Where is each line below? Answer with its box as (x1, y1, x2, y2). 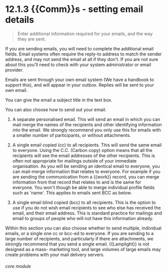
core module (5, 263, 31, 269)
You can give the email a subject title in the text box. (5, 96, 112, 103)
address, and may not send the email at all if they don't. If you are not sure (5, 56, 158, 62)
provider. (5, 66, 24, 73)
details (5, 14, 34, 25)
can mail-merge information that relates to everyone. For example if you (12, 168, 161, 174)
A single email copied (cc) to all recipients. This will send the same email (12, 141, 162, 148)
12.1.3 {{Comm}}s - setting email (5, 3, 143, 15)
